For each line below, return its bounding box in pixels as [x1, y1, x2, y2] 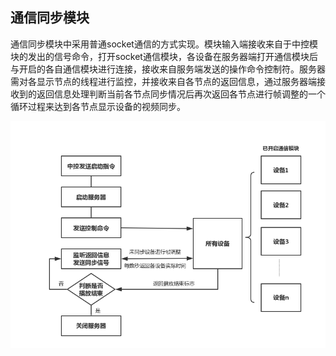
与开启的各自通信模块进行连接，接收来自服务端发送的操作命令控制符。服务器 [10, 63, 326, 75]
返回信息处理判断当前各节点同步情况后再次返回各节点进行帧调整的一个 [36, 88, 326, 100]
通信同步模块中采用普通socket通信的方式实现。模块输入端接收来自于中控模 [10, 38, 318, 50]
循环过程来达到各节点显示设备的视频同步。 [10, 100, 186, 112]
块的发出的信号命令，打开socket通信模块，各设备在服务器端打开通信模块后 [10, 50, 318, 62]
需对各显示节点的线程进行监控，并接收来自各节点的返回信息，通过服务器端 [10, 75, 317, 87]
